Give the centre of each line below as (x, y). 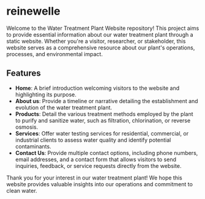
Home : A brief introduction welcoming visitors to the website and (97, 88)
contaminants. (33, 146)
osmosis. (27, 127)
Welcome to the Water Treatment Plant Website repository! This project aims (103, 28)
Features (24, 74)
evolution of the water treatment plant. (63, 107)
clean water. (22, 190)
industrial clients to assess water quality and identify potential (93, 140)
